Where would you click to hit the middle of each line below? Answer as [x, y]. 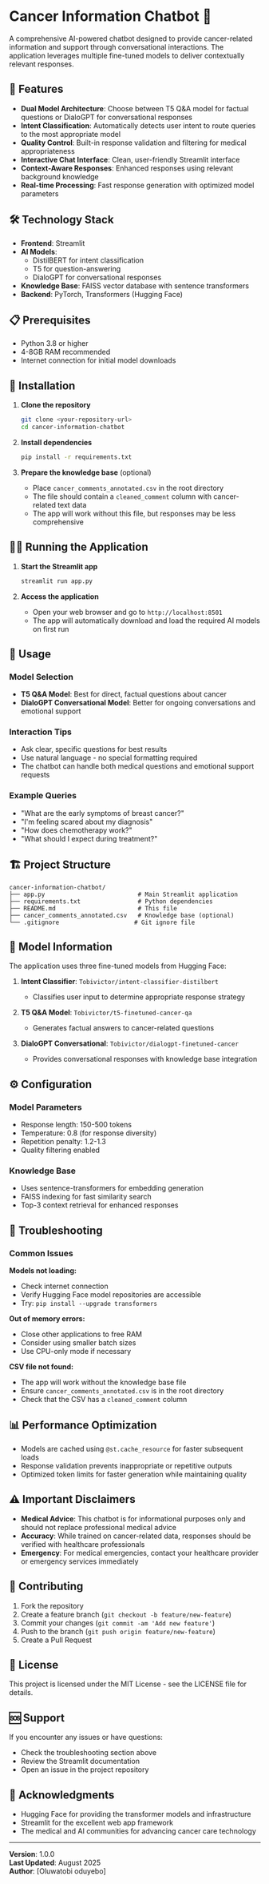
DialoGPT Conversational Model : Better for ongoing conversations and [138, 703]
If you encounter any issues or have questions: [86, 1737]
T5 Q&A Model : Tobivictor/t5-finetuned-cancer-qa [106, 1013]
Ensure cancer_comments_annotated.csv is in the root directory [122, 1391]
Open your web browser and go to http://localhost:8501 [127, 612]
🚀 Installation [42, 386]
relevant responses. [42, 64]
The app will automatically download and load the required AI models [146, 621]
